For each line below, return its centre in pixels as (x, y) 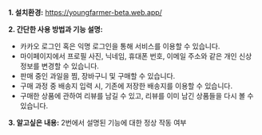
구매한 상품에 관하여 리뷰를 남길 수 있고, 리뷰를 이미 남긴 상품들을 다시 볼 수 (137, 96)
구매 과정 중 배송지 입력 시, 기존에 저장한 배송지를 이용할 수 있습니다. (126, 86)
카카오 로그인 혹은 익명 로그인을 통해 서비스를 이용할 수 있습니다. (120, 46)
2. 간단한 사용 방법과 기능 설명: (56, 29)
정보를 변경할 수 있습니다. (60, 66)
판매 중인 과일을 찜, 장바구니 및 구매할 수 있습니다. (97, 76)
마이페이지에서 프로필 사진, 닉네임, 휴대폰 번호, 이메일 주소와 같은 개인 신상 (136, 56)
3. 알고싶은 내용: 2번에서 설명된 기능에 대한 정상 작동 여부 (97, 123)
